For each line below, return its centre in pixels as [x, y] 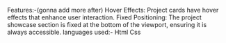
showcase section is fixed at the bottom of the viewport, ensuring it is [107, 25]
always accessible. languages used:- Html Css [74, 32]
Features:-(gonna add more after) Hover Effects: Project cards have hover [113, 10]
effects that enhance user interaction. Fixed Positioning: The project [104, 17]
